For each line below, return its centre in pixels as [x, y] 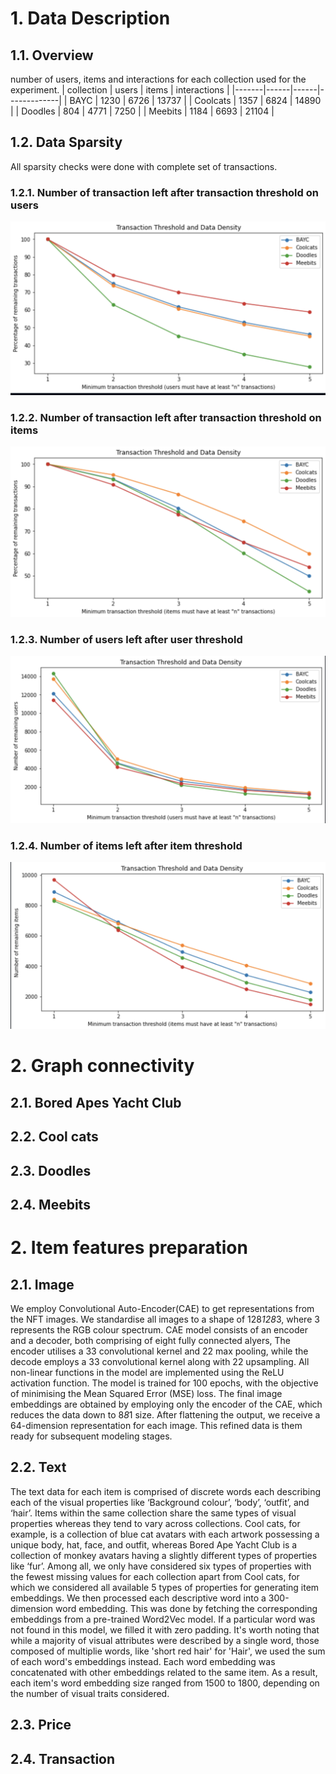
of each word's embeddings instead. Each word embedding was [143, 1661]
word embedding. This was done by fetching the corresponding [186, 1608]
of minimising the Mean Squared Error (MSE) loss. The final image [146, 1394]
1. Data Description [90, 18]
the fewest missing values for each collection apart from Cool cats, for [155, 1576]
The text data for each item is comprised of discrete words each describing [166, 1491]
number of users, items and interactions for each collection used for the [158, 79]
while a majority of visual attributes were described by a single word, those [165, 1640]
